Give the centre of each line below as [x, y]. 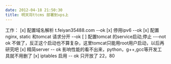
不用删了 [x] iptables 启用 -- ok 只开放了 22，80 [64, 56]
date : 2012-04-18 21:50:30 [34, 10]
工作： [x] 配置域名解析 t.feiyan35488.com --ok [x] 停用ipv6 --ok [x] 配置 [82, 30]
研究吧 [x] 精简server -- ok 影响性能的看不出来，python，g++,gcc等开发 [81, 49]
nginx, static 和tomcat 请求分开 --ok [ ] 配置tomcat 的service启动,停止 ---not [86, 36]
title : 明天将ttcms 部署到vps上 [37, 15]
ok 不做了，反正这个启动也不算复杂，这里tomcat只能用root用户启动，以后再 [85, 43]
